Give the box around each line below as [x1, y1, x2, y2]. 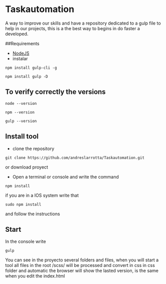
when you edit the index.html [5, 273, 65, 279]
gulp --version [5, 118, 37, 123]
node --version [5, 101, 37, 106]
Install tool [5, 132, 39, 141]
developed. [5, 31, 29, 37]
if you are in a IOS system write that [5, 192, 79, 198]
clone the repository [12, 146, 55, 152]
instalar [12, 55, 28, 61]
